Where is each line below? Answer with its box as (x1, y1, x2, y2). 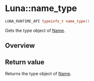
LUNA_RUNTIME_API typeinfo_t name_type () (5, 19, 90, 24)
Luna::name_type (5, 3, 77, 14)
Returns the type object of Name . (5, 71, 72, 77)
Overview (5, 41, 35, 50)
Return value (5, 58, 45, 66)
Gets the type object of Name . (5, 27, 65, 33)
